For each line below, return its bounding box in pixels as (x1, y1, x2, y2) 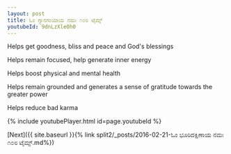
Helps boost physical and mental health (7, 69, 120, 77)
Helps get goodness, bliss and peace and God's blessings (7, 43, 174, 51)
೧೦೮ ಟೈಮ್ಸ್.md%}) (7, 139, 54, 147)
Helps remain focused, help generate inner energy (7, 56, 152, 64)
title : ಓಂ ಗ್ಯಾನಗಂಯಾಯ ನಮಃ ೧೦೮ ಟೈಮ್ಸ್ (7, 17, 103, 24)
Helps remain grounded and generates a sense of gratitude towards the (7, 83, 213, 91)
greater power (7, 90, 48, 98)
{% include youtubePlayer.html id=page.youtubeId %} (7, 117, 162, 125)
